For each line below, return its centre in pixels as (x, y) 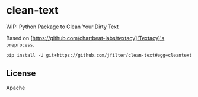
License (21, 74)
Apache (16, 88)
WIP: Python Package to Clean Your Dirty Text (62, 27)
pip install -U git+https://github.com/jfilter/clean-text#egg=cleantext (99, 55)
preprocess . (20, 44)
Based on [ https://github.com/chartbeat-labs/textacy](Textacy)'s (85, 38)
